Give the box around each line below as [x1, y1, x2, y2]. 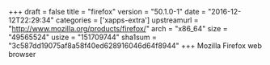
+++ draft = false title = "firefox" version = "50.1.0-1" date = [8, 7, 206, 16]
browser [8, 50, 36, 59]
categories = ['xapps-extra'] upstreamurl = [55, 15, 199, 25]
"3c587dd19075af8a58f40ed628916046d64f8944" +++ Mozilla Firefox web [8, 41, 263, 51]
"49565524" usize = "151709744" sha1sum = [8, 32, 158, 42]
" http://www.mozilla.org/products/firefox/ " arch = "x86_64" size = [8, 24, 228, 33]
